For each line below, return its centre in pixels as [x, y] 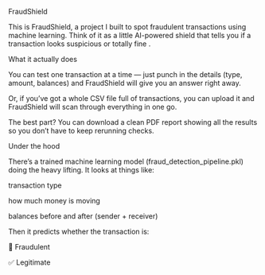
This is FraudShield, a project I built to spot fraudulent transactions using [127, 27]
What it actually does [43, 59]
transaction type [35, 185]
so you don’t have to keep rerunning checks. [81, 131]
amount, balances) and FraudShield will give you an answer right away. [125, 83]
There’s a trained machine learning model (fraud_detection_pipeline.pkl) [126, 161]
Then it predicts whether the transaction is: [79, 231]
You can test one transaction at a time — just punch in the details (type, [125, 74]
